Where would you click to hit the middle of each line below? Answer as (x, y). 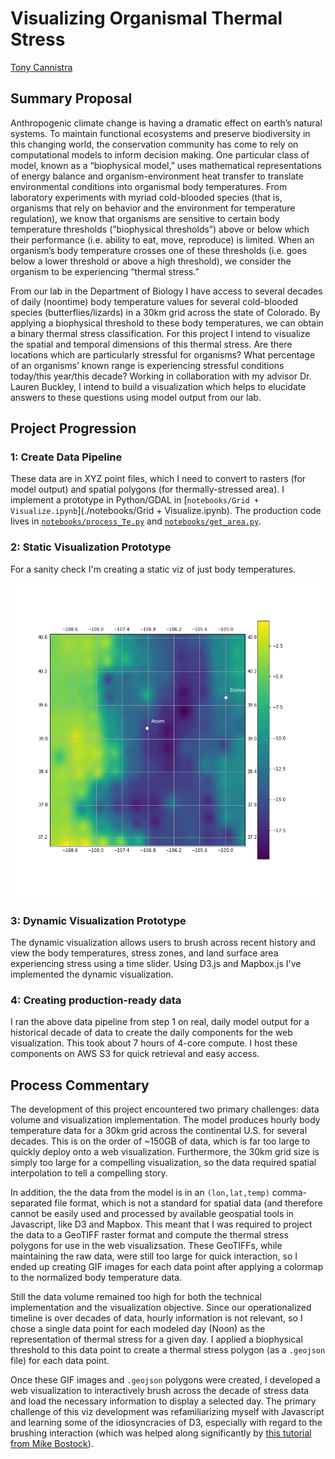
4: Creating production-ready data (96, 1000)
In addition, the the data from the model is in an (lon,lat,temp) (140, 1193)
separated (31, 1203)
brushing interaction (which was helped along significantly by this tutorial (161, 1433)
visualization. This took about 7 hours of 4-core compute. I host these (154, 1043)
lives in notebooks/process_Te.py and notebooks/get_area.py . (136, 521)
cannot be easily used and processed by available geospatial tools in (152, 1214)
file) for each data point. (60, 1361)
